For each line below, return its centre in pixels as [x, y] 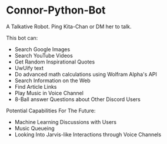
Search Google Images [42, 49]
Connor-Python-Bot [56, 10]
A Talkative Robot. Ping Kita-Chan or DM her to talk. [69, 26]
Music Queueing [34, 128]
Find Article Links [36, 86]
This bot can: [22, 38]
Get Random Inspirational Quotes [55, 62]
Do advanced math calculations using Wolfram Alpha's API [86, 74]
